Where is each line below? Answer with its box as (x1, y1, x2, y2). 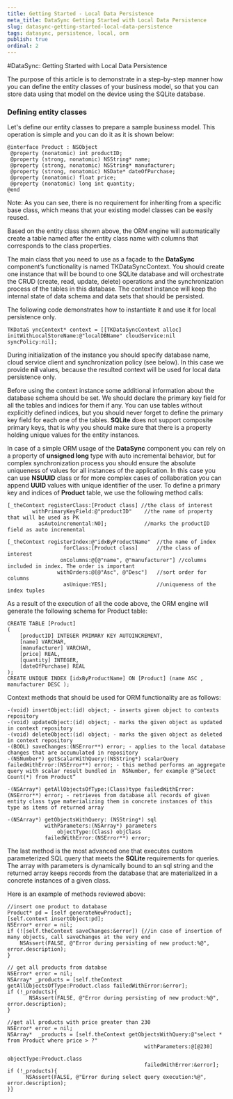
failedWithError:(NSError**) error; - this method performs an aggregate (7, 762, 226, 769)
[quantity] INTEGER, (19, 657, 79, 664)
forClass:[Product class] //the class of (63, 545, 200, 552)
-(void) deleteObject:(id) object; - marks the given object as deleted (7, 731, 223, 738)
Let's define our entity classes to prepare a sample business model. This (7, 123, 216, 131)
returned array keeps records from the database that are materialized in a (7, 869, 218, 877)
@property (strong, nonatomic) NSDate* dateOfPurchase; (10, 168, 176, 175)
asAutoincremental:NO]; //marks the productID (38, 520, 210, 527)
